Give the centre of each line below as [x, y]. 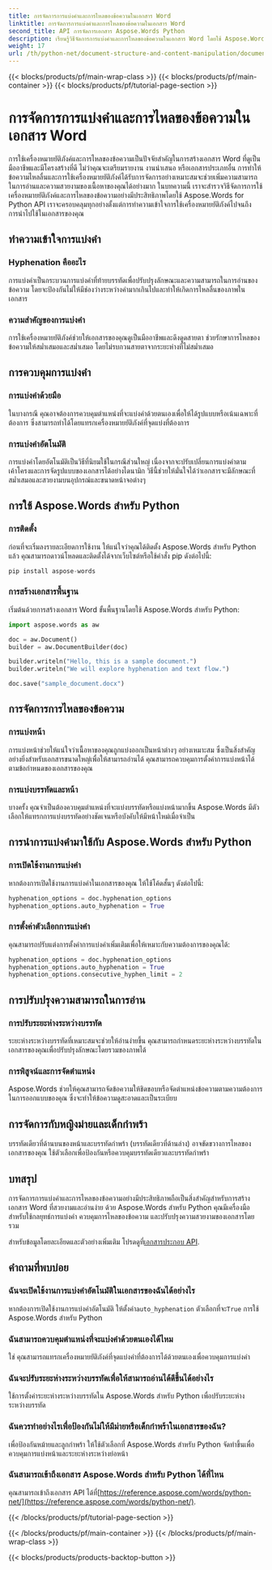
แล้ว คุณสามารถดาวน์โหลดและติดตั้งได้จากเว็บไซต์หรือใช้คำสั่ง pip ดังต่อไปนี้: [110, 555]
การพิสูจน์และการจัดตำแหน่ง [52, 1071]
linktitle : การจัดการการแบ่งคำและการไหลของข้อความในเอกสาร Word [97, 24]
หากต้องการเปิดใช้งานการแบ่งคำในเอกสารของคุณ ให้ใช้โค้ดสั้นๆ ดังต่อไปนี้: [106, 883]
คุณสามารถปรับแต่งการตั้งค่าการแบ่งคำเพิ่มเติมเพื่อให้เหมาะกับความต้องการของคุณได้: [119, 944]
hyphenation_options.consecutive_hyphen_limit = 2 [96, 975]
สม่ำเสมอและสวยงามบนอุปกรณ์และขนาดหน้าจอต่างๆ [77, 480]
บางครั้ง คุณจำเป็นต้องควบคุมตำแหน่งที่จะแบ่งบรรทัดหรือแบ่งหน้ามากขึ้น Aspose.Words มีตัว [134, 807]
